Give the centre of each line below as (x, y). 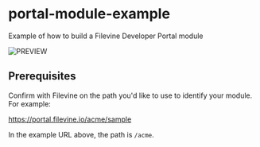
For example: (30, 103)
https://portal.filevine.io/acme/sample (70, 119)
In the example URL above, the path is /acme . (81, 134)
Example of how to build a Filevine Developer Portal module (106, 36)
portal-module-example (89, 14)
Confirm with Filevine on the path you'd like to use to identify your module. (130, 95)
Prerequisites (42, 76)
